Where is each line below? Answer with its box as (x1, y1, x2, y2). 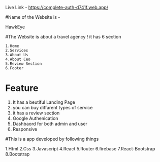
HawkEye (5, 24, 25, 30)
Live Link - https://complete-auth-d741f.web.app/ (5, 5, 108, 10)
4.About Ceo (5, 57, 30, 62)
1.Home (5, 44, 19, 49)
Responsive (12, 126, 37, 132)
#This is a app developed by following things (5, 136, 99, 142)
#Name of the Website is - (5, 14, 60, 20)
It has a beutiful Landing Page (12, 99, 75, 105)
